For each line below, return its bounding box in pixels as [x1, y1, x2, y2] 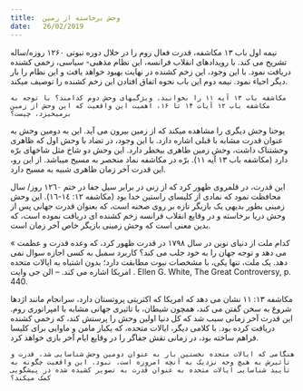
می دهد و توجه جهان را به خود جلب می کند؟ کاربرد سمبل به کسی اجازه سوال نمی [10, 247, 287, 258]
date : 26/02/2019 [10, 22, 84, 31]
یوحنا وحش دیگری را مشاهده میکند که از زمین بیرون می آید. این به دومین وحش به [10, 124, 286, 136]
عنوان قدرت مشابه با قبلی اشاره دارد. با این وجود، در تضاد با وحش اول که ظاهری [10, 134, 284, 145]
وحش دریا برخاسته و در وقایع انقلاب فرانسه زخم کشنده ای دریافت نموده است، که [10, 210, 287, 220]
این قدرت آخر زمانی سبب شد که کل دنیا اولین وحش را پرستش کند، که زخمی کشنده [10, 312, 293, 323]
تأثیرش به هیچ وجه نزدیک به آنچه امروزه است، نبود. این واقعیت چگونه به [10, 357, 291, 367]
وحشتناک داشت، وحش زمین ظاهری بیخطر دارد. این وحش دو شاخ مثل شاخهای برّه [10, 144, 288, 155]
